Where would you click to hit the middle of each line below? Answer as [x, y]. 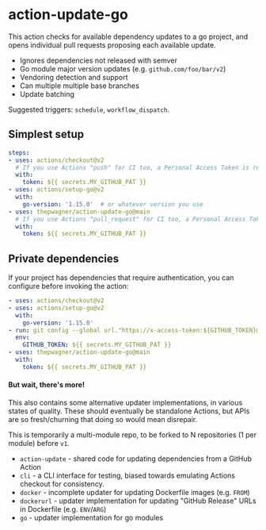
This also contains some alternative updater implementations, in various [125, 403]
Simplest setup [46, 134]
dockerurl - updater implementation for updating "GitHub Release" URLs [138, 501]
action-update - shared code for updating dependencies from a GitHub [135, 459]
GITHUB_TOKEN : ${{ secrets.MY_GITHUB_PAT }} [97, 345]
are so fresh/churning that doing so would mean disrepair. [103, 420]
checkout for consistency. [62, 484]
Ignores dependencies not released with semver [99, 60]
